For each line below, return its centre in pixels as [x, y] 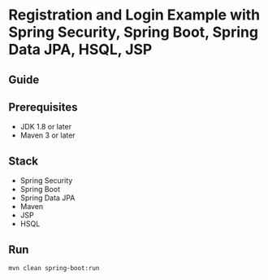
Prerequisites [43, 107]
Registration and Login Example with [134, 15]
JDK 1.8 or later [45, 127]
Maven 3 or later [48, 135]
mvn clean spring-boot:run [54, 269]
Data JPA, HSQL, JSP [80, 50]
